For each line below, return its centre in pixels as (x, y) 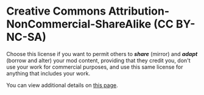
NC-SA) (26, 37)
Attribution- (139, 11)
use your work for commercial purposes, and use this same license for (95, 67)
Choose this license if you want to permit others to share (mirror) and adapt (102, 54)
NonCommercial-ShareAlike (79, 24)
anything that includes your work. (48, 73)
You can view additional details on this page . (62, 85)
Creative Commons (56, 11)
